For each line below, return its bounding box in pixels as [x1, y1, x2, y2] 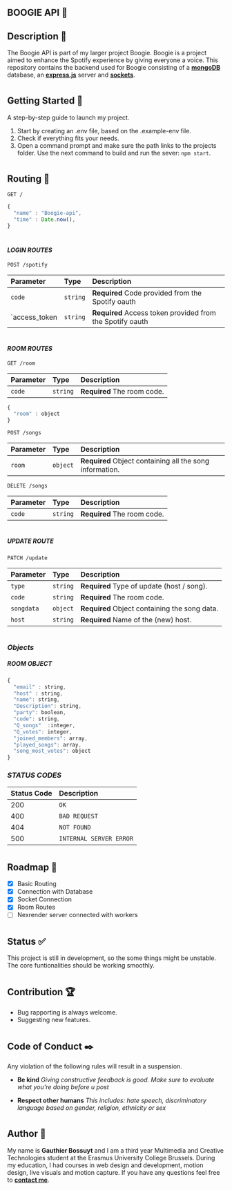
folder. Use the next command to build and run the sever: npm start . [17, 148, 211, 157]
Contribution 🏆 [7, 986, 76, 998]
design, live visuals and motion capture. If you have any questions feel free [7, 1168, 220, 1176]
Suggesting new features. [17, 1015, 91, 1024]
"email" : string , [13, 683, 67, 691]
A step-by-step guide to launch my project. [7, 113, 130, 122]
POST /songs [7, 430, 41, 436]
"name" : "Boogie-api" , [13, 210, 81, 217]
